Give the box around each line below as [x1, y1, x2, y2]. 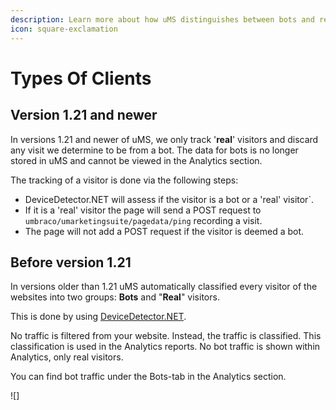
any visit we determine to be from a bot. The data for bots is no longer [10, 144, 299, 156]
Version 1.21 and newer [10, 107, 158, 124]
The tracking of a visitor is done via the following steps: [10, 174, 239, 186]
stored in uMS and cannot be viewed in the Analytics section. [10, 154, 263, 166]
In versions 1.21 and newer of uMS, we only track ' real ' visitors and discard [10, 133, 319, 145]
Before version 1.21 [10, 254, 132, 271]
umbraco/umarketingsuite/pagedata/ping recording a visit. [24, 214, 263, 226]
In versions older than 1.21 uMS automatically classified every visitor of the [10, 281, 318, 293]
